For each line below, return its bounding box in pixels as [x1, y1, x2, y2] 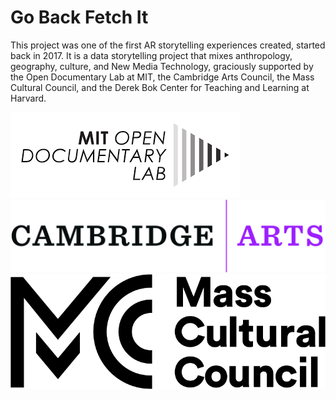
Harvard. [10, 92, 47, 104]
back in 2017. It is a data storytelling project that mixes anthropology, [10, 49, 293, 61]
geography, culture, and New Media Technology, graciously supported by [10, 60, 314, 72]
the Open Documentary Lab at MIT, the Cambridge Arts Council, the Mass [10, 71, 315, 83]
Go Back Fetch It [10, 6, 149, 29]
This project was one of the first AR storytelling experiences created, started [10, 39, 326, 51]
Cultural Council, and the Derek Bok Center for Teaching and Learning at [10, 81, 310, 93]
